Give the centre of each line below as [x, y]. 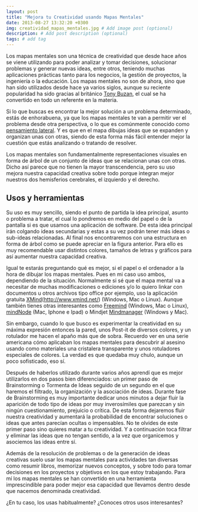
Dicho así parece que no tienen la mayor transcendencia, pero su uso [91, 167]
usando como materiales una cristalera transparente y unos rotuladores [93, 348]
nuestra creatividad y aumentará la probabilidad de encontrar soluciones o [97, 416]
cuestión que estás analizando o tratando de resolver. [72, 143]
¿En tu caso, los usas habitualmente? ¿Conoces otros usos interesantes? [95, 502]
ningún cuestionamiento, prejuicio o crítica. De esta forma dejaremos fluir [95, 410]
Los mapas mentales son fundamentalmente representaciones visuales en [97, 154]
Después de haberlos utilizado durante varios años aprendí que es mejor [95, 372]
